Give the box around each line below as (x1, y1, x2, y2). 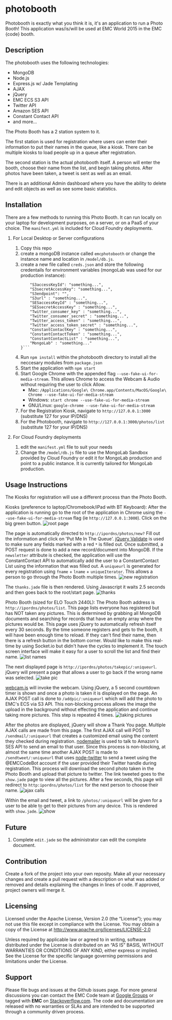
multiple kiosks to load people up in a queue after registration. (5, 149, 137, 156)
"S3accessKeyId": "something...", (30, 282, 104, 287)
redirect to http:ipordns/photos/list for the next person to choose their (5, 782, 159, 788)
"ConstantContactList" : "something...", (30, 336, 120, 341)
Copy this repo (20, 245, 52, 251)
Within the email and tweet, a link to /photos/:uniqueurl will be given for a (5, 797, 162, 803)
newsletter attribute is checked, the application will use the (5, 552, 131, 559)
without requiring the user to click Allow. (20, 381, 106, 388)
